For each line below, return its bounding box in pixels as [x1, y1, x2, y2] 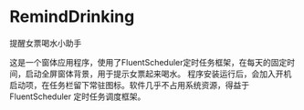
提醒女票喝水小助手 [9, 37, 82, 48]
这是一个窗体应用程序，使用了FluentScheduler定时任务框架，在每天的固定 [9, 56, 288, 67]
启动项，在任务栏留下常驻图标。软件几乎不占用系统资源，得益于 [9, 79, 249, 90]
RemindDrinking [9, 6, 135, 27]
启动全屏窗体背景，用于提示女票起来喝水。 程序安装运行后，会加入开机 [25, 68, 292, 79]
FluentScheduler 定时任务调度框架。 [9, 91, 146, 102]
